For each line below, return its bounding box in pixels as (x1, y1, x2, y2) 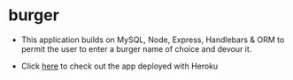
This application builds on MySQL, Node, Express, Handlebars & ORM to (20, 34, 285, 45)
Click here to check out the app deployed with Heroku (20, 61, 219, 71)
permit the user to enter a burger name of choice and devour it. (20, 43, 252, 54)
